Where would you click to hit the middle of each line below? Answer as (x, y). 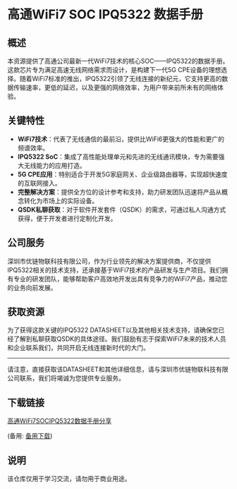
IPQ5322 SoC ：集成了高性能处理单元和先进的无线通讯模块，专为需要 (118, 157)
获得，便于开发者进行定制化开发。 (67, 218)
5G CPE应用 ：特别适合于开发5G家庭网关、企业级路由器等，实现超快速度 (122, 174)
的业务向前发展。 (32, 287)
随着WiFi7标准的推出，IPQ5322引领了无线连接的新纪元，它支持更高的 (121, 79)
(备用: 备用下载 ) (30, 436)
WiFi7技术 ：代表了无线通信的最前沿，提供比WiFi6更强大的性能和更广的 (121, 139)
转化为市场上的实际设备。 (61, 200)
